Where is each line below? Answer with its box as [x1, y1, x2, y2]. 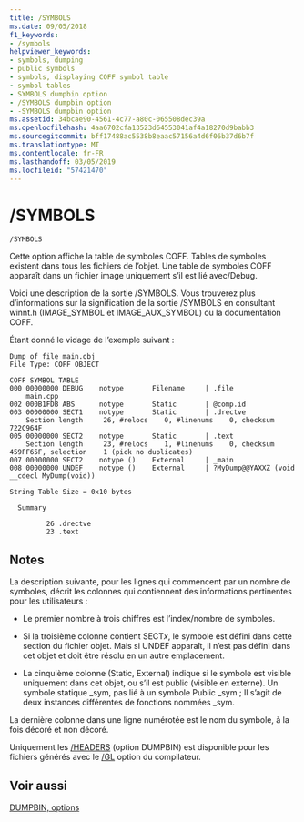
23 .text [46, 527, 79, 537]
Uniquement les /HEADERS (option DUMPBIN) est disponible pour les [9, 742, 269, 753]
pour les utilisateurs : [9, 595, 88, 606]
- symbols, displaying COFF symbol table [9, 73, 169, 82]
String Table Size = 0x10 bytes [9, 488, 132, 497]
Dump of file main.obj [9, 352, 96, 361]
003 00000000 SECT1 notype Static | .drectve [9, 408, 247, 417]
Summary [17, 503, 47, 512]
